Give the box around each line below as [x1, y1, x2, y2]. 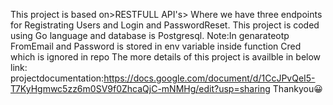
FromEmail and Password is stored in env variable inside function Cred [10, 40, 302, 52]
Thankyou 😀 [272, 83, 323, 94]
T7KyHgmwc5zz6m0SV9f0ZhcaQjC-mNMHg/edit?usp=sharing [10, 83, 271, 94]
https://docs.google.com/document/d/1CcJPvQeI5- [103, 72, 316, 84]
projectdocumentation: [10, 72, 105, 84]
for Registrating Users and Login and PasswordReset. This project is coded [10, 19, 320, 31]
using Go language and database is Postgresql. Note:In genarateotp [10, 30, 290, 41]
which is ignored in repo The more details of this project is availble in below [10, 51, 322, 63]
